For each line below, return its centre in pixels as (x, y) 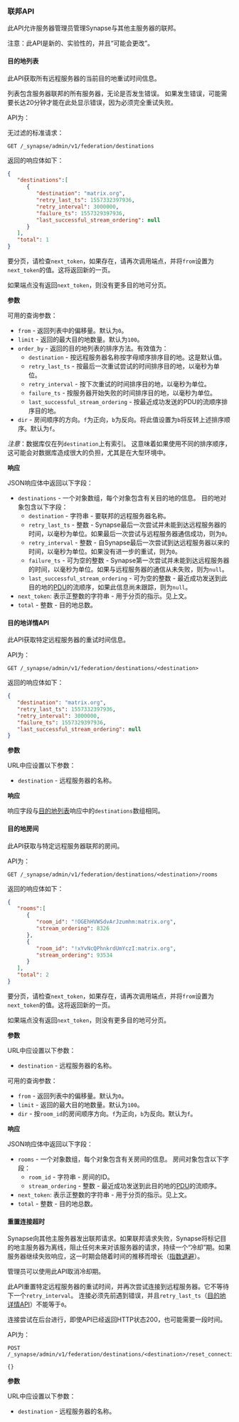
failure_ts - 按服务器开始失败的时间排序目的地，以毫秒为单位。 (122, 393)
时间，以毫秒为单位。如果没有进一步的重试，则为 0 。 (105, 551)
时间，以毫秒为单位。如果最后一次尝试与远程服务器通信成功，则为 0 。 (129, 534)
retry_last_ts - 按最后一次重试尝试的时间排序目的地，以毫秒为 (121, 366)
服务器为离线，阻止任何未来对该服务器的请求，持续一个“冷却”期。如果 (128, 1247)
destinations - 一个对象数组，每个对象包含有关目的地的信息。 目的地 (119, 498)
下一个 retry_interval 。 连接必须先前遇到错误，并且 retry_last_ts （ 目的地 (117, 1296)
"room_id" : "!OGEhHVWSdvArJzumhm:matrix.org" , (106, 922)
